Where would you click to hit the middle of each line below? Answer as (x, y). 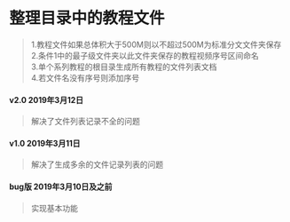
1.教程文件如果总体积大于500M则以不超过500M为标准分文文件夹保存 (156, 44)
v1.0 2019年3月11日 (45, 143)
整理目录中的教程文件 (87, 18)
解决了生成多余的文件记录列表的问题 (97, 164)
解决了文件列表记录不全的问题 (85, 122)
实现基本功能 (54, 208)
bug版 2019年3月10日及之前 (61, 186)
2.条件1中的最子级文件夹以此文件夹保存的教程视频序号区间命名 (145, 55)
